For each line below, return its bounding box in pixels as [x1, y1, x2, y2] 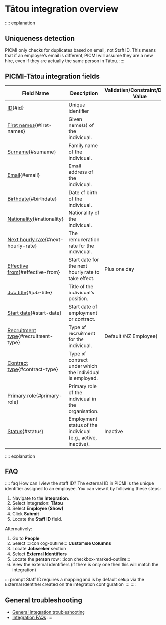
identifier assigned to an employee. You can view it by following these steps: [5, 486, 161, 492]
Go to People [12, 535, 40, 542]
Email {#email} [7, 171, 40, 178]
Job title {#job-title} [7, 289, 53, 296]
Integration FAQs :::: [12, 614, 53, 621]
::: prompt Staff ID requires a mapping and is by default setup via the [5, 577, 145, 583]
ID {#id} [7, 104, 24, 111]
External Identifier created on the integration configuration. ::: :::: [5, 582, 136, 587]
